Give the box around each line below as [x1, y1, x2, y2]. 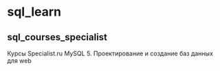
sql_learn [7, 4, 62, 20]
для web [7, 57, 32, 65]
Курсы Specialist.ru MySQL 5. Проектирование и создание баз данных [7, 49, 213, 57]
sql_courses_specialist [7, 31, 108, 43]
